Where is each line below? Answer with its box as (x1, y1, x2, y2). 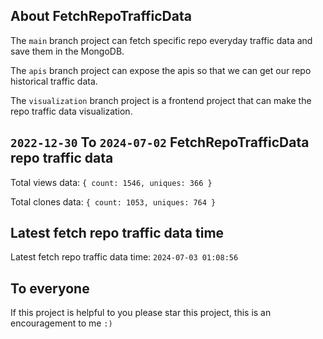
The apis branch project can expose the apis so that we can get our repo (10, 64, 312, 76)
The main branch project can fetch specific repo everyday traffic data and (10, 34, 313, 46)
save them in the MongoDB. (10, 45, 125, 57)
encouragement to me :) (10, 317, 113, 329)
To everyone (10, 280, 90, 297)
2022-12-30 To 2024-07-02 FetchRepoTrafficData (10, 134, 310, 151)
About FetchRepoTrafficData (10, 8, 192, 25)
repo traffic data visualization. (10, 105, 133, 117)
